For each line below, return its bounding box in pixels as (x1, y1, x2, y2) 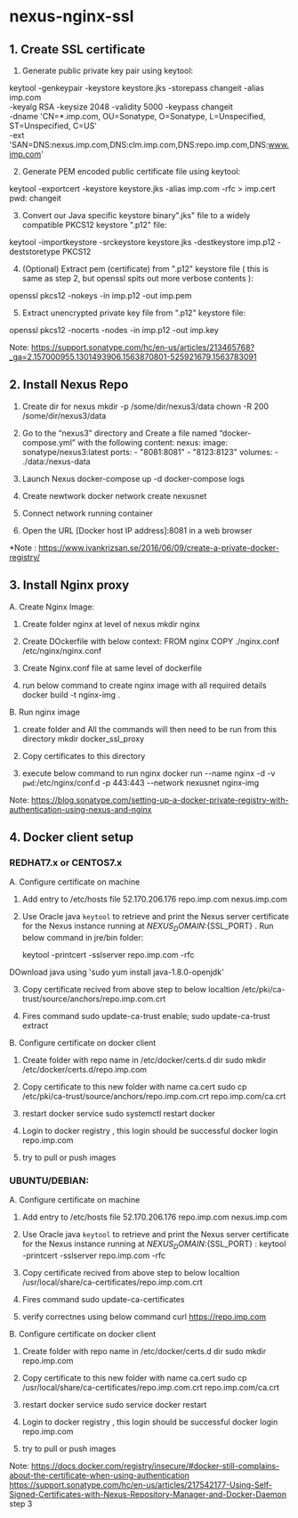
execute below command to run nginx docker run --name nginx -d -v (21, 768, 276, 779)
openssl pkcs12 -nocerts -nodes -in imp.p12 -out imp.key (9, 325, 220, 335)
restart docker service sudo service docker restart (21, 1400, 207, 1410)
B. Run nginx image (9, 706, 80, 717)
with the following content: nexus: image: (77, 437, 229, 447)
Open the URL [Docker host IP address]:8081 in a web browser (21, 525, 253, 535)
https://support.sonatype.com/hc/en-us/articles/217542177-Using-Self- (9, 1480, 273, 1490)
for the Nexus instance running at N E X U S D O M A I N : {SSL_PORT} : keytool (21, 1238, 286, 1252)
